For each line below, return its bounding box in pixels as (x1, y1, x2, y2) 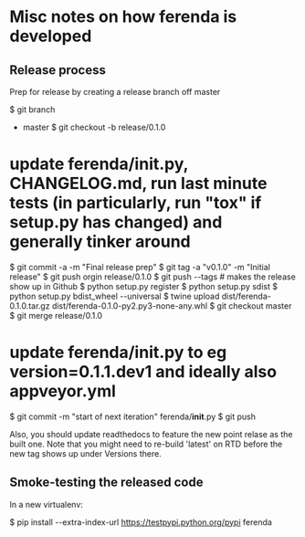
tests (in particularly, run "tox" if (9, 193, 262, 214)
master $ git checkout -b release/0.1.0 (22, 121, 166, 132)
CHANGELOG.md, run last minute (9, 174, 268, 194)
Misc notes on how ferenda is (9, 6, 237, 27)
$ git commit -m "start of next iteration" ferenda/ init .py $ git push (9, 411, 256, 422)
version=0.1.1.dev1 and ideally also (9, 362, 277, 383)
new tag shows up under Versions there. (9, 447, 162, 458)
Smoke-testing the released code (9, 475, 204, 490)
